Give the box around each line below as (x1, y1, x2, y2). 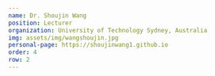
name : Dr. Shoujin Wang (8, 11, 87, 20)
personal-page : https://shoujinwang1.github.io (8, 41, 169, 49)
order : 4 (8, 48, 37, 56)
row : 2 (8, 56, 30, 64)
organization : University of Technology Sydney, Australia (8, 26, 208, 34)
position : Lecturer (8, 19, 73, 27)
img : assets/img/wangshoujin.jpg (8, 33, 119, 42)
